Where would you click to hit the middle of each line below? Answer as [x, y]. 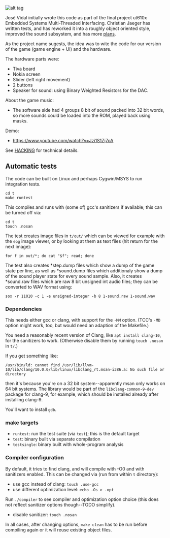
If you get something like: [32, 356]
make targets [22, 423]
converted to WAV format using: [39, 287]
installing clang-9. [24, 400]
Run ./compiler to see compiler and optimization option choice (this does [82, 499]
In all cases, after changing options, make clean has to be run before [76, 524]
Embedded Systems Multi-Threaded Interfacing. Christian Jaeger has [78, 23]
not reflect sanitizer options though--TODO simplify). [60, 504]
